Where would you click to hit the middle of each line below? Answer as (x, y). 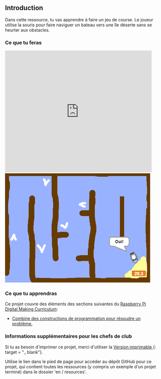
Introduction (24, 8)
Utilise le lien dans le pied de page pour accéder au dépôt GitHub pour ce (78, 362)
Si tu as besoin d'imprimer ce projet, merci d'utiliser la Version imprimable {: (80, 347)
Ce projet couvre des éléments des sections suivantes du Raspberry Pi (76, 304)
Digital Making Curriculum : (31, 309)
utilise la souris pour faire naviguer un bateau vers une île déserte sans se (79, 25)
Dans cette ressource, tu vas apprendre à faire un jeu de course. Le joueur (79, 19)
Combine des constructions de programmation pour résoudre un (76, 319)
